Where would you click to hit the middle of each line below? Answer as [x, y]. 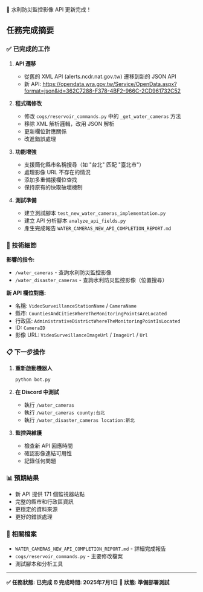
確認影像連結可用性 [48, 453]
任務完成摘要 [30, 31]
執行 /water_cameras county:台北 [64, 413]
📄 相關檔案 [22, 534]
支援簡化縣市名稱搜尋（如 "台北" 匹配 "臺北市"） [84, 164]
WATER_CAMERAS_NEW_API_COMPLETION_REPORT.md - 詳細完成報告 [90, 548]
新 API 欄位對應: [26, 292]
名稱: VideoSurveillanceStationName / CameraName [76, 306]
